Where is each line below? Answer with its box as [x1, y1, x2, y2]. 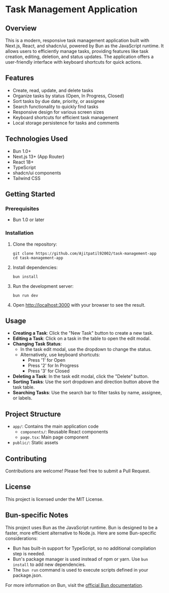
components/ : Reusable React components [20, 429, 108, 435]
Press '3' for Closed [27, 368, 70, 374]
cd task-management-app [12, 255, 64, 260]
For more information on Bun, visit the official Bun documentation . [5, 582, 144, 588]
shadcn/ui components [12, 170, 61, 176]
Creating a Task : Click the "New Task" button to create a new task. [12, 330, 154, 336]
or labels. [12, 395, 33, 401]
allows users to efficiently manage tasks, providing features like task [5, 48, 149, 54]
